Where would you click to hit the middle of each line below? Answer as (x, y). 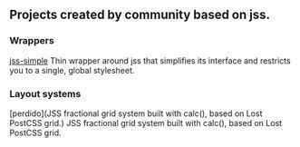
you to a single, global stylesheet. (72, 70)
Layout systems (45, 93)
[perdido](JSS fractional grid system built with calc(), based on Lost (136, 113)
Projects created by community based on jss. (140, 15)
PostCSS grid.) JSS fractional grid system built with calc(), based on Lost (146, 122)
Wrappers (32, 41)
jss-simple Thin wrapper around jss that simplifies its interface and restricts (150, 60)
